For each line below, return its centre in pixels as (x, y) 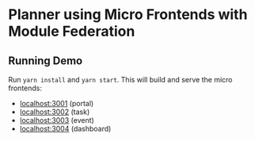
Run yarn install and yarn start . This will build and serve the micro (120, 80)
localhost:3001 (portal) (57, 103)
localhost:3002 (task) (55, 112)
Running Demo (46, 61)
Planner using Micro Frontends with (128, 15)
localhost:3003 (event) (57, 120)
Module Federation (72, 31)
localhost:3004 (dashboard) (65, 129)
